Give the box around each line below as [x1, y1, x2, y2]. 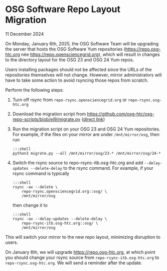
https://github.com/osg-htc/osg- [87, 111, 154, 117]
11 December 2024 [5, 31, 44, 37]
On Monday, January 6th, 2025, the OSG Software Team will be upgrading [5, 40, 159, 46]
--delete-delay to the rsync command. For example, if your [31, 165, 154, 171]
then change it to [12, 202, 48, 208]
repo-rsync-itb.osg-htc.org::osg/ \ [22, 221, 98, 226]
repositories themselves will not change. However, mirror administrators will [5, 72, 162, 78]
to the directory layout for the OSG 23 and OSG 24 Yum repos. [5, 56, 134, 62]
